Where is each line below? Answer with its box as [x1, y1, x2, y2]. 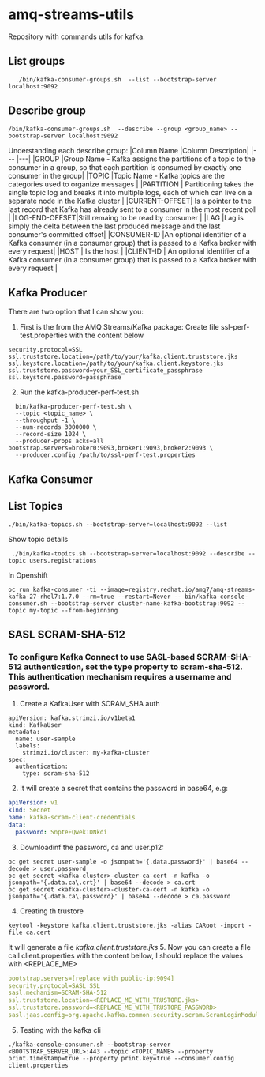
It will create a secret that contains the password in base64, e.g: [19, 784, 229, 793]
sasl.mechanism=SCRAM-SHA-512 [8, 989, 108, 997]
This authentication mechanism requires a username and [8, 671, 232, 682]
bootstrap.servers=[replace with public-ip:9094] [8, 974, 175, 982]
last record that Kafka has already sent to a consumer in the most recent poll [8, 204, 257, 214]
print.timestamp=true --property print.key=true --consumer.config [8, 1054, 235, 1062]
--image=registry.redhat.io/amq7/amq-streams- [99, 586, 256, 593]
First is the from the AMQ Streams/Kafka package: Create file [19, 322, 219, 332]
